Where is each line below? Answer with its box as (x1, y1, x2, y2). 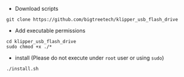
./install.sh (6, 66, 39, 72)
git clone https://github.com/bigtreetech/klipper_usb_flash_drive (6, 17, 179, 23)
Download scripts (14, 5, 59, 12)
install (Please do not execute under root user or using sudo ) (14, 54, 164, 61)
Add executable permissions (14, 27, 86, 34)
